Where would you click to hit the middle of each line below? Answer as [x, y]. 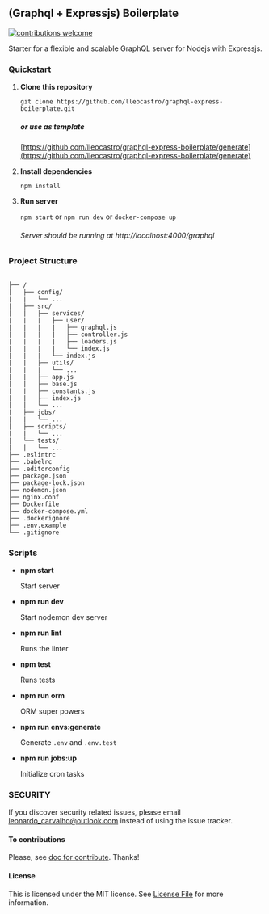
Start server [40, 586]
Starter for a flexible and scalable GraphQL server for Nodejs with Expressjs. [135, 48]
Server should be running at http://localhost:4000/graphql [117, 235]
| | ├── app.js [41, 377]
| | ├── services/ [46, 313]
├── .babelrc [30, 461]
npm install [40, 186]
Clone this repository [56, 87]
